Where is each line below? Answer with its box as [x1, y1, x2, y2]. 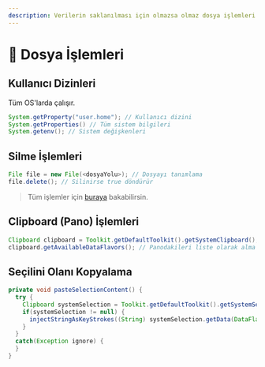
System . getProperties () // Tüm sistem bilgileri [8, 120, 171, 129]
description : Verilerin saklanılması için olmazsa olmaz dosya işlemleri [8, 11, 256, 20]
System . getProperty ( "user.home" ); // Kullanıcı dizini [8, 113, 192, 121]
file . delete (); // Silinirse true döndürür [8, 178, 154, 185]
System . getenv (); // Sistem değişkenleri [8, 128, 147, 136]
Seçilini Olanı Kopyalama [8, 265, 132, 279]
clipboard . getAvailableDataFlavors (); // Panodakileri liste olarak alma [8, 243, 256, 251]
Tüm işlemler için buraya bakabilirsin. [27, 192, 148, 201]
